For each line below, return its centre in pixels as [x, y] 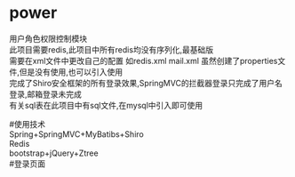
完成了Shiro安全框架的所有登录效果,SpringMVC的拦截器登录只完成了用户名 [146, 83]
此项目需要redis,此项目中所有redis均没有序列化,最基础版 [112, 49]
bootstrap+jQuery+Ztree [54, 153]
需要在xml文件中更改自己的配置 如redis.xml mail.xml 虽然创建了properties [144, 60]
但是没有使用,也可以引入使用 [71, 72]
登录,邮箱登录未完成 [46, 94]
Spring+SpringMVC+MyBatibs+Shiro [76, 134]
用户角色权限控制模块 [48, 38]
